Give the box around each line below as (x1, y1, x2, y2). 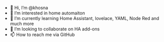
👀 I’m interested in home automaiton (10, 10, 85, 16)
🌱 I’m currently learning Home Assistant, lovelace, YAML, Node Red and (10, 15, 159, 21)
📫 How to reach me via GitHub (10, 31, 75, 37)
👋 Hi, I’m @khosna (10, 5, 48, 10)
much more (10, 20, 34, 26)
